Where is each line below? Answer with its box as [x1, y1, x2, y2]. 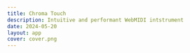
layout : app [7, 29, 41, 36]
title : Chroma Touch [7, 10, 67, 17]
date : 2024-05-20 [7, 23, 57, 30]
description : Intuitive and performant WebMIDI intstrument [7, 17, 184, 23]
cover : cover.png [7, 36, 57, 43]
